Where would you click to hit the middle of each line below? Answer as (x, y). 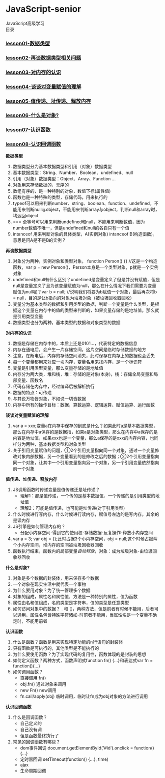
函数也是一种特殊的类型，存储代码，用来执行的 (60, 197)
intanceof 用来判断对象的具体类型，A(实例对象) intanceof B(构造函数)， (85, 234)
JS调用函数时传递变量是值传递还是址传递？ (56, 490)
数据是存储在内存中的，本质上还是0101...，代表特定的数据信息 (75, 343)
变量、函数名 (30, 380)
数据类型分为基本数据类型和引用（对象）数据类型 (62, 166)
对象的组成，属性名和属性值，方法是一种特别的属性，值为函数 (75, 596)
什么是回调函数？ (30, 717)
